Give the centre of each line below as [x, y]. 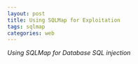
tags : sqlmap [26, 26]
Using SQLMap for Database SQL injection [69, 53]
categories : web [31, 33]
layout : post [26, 14]
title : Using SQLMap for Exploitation [64, 20]
